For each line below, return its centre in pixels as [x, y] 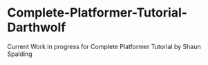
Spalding [20, 54]
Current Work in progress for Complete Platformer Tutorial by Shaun [104, 46]
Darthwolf [37, 27]
